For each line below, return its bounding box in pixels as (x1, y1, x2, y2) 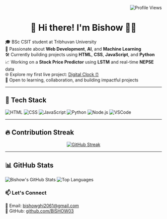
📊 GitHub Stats (5, 161, 54, 169)
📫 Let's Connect (5, 189, 47, 196)
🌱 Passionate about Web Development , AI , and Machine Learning (5, 46, 142, 52)
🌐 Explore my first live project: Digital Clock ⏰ (5, 71, 99, 77)
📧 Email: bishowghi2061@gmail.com (5, 203, 80, 209)
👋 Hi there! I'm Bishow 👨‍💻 (30, 22, 137, 33)
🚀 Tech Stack (5, 96, 47, 104)
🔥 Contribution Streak (5, 128, 75, 137)
